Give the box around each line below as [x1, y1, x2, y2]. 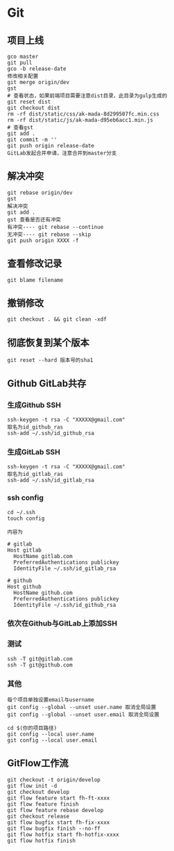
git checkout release [7, 813, 70, 820]
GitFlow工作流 [7, 757, 69, 770]
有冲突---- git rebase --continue [7, 223, 104, 230]
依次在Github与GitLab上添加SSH [7, 619, 118, 628]
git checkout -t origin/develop [7, 776, 101, 784]
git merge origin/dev [7, 79, 70, 86]
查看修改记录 [7, 257, 62, 269]
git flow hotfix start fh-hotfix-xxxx [7, 831, 119, 838]
